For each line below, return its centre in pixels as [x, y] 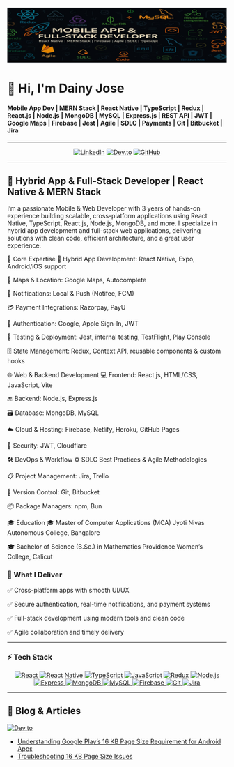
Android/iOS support [37, 266]
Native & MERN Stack [54, 191]
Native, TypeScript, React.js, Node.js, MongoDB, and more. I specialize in [112, 223]
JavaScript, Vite [30, 385]
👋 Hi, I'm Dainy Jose [66, 89]
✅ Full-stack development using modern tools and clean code [96, 618]
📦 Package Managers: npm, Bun [55, 506]
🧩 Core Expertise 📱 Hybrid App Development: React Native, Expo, [101, 259]
